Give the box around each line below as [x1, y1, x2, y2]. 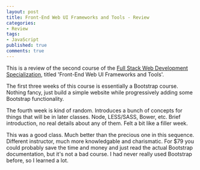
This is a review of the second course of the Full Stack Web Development [6, 64, 189, 71]
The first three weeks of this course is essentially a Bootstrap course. [6, 82, 179, 90]
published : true [6, 43, 47, 49]
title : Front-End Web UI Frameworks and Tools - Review [6, 14, 149, 20]
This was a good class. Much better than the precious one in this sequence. [6, 131, 195, 138]
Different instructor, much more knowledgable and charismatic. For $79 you [6, 138, 195, 145]
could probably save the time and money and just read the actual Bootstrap [6, 144, 193, 151]
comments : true [6, 48, 45, 54]
